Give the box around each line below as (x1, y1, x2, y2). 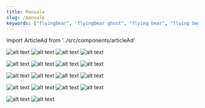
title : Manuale (6, 8, 45, 15)
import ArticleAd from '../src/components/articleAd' (6, 37, 135, 44)
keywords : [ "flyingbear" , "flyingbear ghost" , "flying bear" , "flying (6, 20, 190, 26)
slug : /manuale (6, 15, 45, 21)
